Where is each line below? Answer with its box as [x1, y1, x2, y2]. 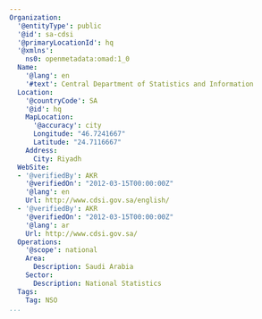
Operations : [17, 238, 63, 247]
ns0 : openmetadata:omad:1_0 [25, 55, 130, 63]
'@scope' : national [25, 246, 98, 255]
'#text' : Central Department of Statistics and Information [25, 80, 254, 88]
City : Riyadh [32, 154, 82, 164]
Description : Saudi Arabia [32, 263, 134, 272]
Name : [17, 63, 38, 72]
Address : [25, 146, 58, 155]
